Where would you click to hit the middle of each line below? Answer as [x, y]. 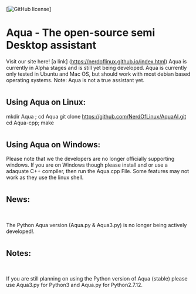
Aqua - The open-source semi [81, 33]
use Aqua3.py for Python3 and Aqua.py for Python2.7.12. [74, 285]
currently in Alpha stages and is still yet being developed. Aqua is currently [97, 67]
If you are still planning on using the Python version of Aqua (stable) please [97, 279]
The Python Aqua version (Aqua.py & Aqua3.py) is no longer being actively [97, 225]
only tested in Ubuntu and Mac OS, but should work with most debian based [98, 74]
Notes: [18, 253]
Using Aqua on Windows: [53, 145]
